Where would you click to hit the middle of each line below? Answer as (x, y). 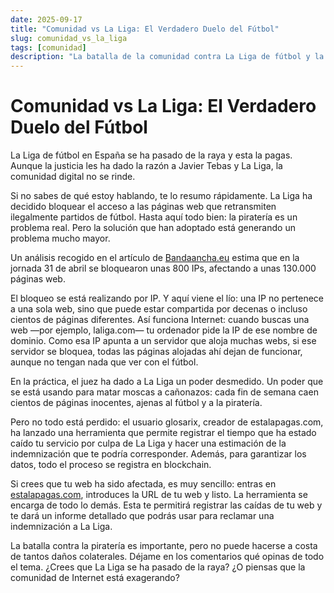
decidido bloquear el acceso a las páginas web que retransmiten (143, 207)
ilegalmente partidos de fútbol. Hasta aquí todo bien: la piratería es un (154, 217)
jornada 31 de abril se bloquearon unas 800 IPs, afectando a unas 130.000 (163, 268)
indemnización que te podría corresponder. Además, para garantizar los (158, 454)
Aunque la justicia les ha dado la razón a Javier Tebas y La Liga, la (146, 166)
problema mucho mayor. (60, 238)
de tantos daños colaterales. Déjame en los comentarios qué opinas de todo (167, 557)
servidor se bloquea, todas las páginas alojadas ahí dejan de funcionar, (156, 352)
